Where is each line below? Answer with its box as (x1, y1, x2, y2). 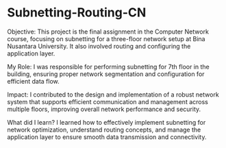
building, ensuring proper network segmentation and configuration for (7, 70, 205, 78)
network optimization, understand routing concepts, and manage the (7, 125, 201, 134)
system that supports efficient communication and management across (7, 97, 209, 106)
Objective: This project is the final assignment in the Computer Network (7, 27, 209, 36)
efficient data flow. (7, 77, 60, 85)
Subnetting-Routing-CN (7, 5, 147, 21)
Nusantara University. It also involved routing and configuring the (7, 42, 191, 50)
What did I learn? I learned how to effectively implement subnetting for (7, 118, 206, 126)
